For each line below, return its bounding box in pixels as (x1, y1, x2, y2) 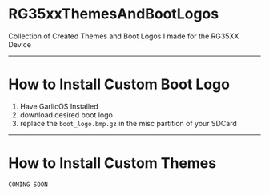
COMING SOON (8, 181, 48, 189)
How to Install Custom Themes (8, 154, 217, 173)
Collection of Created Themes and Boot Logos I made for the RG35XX (8, 31, 239, 41)
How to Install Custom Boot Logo (8, 75, 231, 94)
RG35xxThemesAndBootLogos (8, 5, 219, 23)
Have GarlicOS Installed (19, 101, 98, 111)
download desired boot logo (19, 109, 114, 120)
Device (8, 39, 32, 49)
